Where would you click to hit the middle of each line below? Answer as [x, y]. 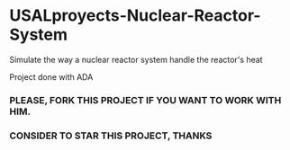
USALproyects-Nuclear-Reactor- [135, 16]
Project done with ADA [51, 76]
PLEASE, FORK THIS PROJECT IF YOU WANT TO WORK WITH [145, 100]
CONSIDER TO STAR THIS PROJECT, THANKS [111, 136]
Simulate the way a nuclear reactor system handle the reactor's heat [136, 59]
